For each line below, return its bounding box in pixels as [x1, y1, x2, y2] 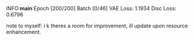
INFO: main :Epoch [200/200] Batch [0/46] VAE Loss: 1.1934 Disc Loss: [6, 5, 177, 12]
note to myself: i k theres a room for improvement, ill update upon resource [6, 23, 188, 29]
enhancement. [6, 28, 41, 35]
